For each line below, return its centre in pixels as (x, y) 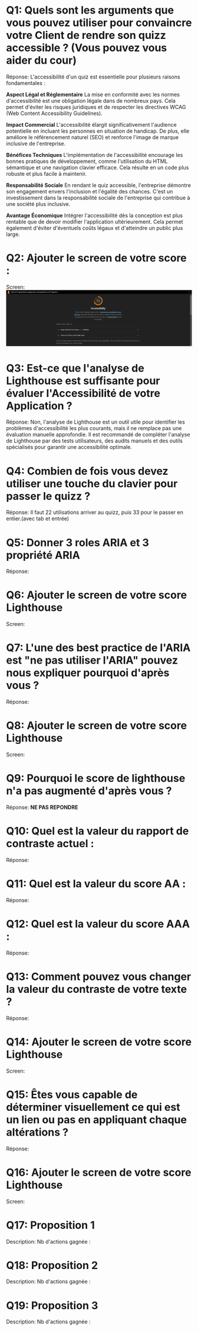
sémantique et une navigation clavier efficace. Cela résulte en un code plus (98, 167)
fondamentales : (26, 83)
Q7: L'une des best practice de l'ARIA (98, 648)
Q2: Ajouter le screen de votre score (96, 258)
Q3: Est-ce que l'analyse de (75, 368)
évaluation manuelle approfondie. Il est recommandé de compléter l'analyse (98, 435)
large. (13, 234)
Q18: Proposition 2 (52, 1265)
